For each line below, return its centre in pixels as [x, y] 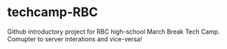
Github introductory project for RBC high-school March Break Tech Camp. [113, 31]
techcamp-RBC [53, 12]
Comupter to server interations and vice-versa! [75, 38]
